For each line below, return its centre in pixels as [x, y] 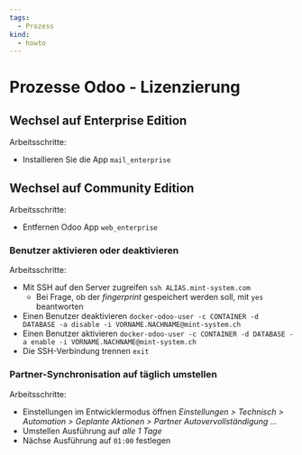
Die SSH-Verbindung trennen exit [86, 351]
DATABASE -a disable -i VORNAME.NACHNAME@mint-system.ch [132, 325]
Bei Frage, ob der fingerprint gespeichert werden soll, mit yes [150, 297]
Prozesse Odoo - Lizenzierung [125, 87]
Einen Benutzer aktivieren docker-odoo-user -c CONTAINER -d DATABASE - [158, 333]
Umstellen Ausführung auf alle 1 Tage [92, 431]
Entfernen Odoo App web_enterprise [90, 227]
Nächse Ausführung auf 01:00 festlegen [96, 440]
